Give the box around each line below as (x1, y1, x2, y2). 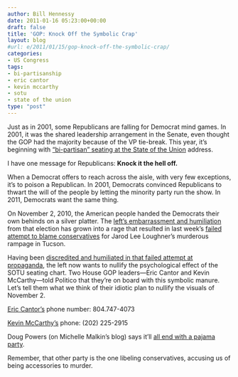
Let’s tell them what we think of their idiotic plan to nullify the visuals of (7, 283, 215, 292)
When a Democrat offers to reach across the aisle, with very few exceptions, (7, 172, 232, 181)
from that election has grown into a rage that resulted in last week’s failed (7, 224, 222, 233)
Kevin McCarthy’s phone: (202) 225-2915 (7, 318, 129, 327)
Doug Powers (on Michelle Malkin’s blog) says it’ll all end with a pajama (7, 332, 215, 341)
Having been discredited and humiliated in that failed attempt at (7, 253, 193, 262)
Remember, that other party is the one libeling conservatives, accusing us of (7, 354, 231, 362)
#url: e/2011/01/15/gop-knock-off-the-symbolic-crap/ (7, 43, 171, 51)
